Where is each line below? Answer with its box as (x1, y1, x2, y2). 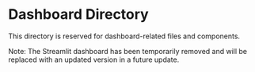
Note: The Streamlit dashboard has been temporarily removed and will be (8, 46, 248, 56)
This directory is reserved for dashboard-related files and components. (8, 31, 240, 41)
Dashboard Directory (8, 5, 149, 23)
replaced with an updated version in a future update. (8, 55, 180, 64)
